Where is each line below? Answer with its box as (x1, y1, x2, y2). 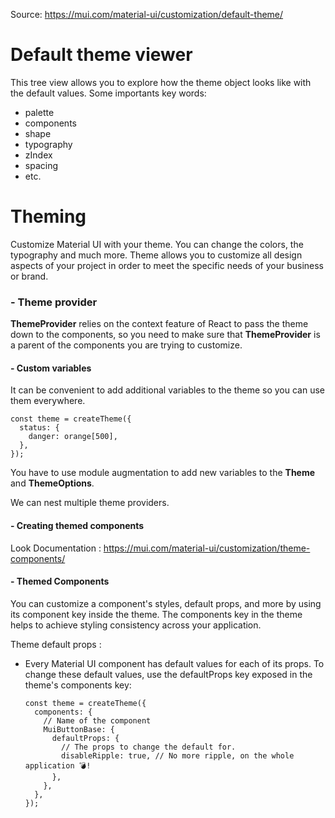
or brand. (10, 270, 49, 282)
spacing (24, 159, 59, 171)
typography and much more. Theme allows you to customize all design (10, 249, 303, 261)
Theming (10, 205, 87, 228)
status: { (19, 423, 60, 433)
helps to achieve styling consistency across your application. (10, 619, 262, 631)
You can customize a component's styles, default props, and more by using (10, 597, 322, 609)
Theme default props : (10, 638, 102, 650)
